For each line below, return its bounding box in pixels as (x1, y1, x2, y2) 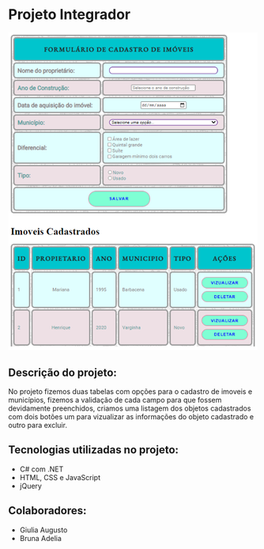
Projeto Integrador (8, 6, 131, 24)
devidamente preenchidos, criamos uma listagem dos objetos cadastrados (8, 403, 251, 413)
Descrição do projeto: (8, 365, 117, 379)
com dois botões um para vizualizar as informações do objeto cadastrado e (8, 412, 255, 422)
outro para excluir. (8, 421, 67, 430)
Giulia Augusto (19, 524, 68, 535)
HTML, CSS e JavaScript (19, 472, 101, 482)
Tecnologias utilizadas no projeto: (8, 443, 179, 456)
